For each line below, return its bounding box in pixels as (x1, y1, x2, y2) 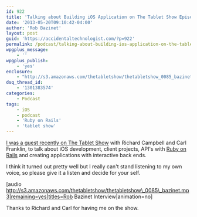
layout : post (6, 30, 38, 36)
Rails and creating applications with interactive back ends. (6, 152, 147, 158)
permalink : (6, 42, 33, 48)
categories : (6, 90, 35, 96)
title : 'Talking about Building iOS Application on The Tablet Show (6, 14, 177, 20)
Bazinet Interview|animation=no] (74, 193, 153, 200)
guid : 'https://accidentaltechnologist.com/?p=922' (6, 36, 135, 42)
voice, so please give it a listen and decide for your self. (6, 169, 141, 176)
